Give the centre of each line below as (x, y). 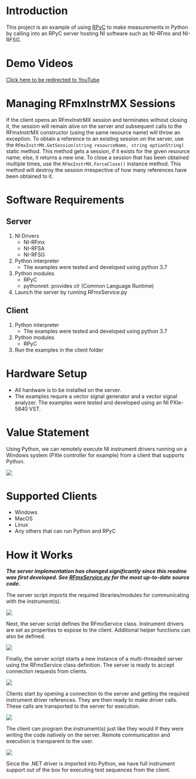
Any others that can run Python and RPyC (65, 531)
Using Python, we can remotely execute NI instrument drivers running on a (97, 449)
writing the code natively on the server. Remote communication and (88, 735)
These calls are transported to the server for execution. (73, 706)
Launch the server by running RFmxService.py (71, 292)
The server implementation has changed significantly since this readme (97, 571)
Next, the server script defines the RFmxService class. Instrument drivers (95, 624)
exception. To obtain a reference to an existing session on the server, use (95, 138)
